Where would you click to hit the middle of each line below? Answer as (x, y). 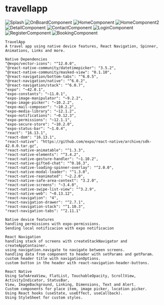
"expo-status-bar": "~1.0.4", (36, 128)
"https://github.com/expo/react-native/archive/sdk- (96, 142)
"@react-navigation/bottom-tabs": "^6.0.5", (52, 76)
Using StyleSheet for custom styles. (44, 298)
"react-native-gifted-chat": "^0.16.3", (48, 163)
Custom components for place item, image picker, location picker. (76, 289)
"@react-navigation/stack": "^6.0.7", (45, 85)
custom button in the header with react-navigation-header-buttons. (77, 263)
